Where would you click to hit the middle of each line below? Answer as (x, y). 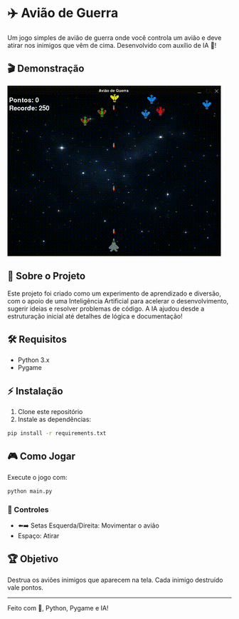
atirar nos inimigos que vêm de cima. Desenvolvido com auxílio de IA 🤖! (112, 45)
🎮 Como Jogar (42, 457)
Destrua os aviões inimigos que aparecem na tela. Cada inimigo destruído (115, 580)
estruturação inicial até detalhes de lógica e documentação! (95, 316)
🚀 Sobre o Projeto (47, 276)
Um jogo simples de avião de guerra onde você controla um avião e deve (115, 37)
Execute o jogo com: (37, 477)
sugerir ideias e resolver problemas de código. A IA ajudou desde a (106, 308)
